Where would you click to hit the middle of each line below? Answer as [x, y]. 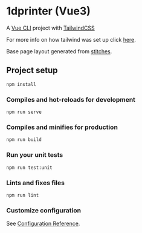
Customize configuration [44, 210]
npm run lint [23, 195]
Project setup [32, 71]
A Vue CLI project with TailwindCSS [50, 28]
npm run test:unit [29, 168]
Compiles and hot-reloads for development [71, 99]
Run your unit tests [35, 155]
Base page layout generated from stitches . [59, 51]
